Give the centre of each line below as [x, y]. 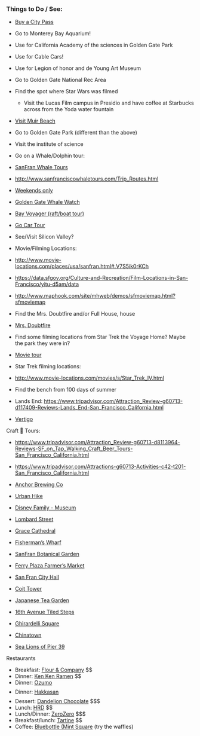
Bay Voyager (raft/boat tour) [50, 213]
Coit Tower [28, 589]
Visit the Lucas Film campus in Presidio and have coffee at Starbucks [109, 103]
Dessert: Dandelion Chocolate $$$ [57, 701]
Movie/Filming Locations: [46, 248]
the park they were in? [42, 343]
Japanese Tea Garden [42, 600]
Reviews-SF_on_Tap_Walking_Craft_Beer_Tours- [74, 449]
